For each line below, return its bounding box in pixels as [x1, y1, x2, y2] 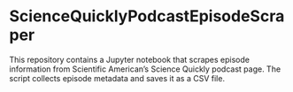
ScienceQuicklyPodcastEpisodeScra [9, 6, 285, 27]
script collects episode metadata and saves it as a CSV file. [9, 73, 226, 83]
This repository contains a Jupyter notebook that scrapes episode [9, 54, 251, 65]
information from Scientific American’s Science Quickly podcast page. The [9, 64, 281, 74]
